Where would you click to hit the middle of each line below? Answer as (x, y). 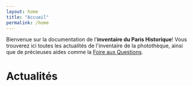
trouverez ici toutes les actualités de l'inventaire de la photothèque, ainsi (94, 46)
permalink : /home (28, 23)
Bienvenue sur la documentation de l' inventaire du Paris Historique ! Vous (96, 40)
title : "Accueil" (28, 17)
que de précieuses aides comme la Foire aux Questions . (75, 52)
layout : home (22, 12)
